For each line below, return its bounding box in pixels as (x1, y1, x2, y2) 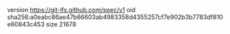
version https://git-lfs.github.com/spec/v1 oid (7, 6, 136, 14)
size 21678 (46, 20, 77, 28)
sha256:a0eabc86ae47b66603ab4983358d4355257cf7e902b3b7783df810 (7, 13, 223, 21)
